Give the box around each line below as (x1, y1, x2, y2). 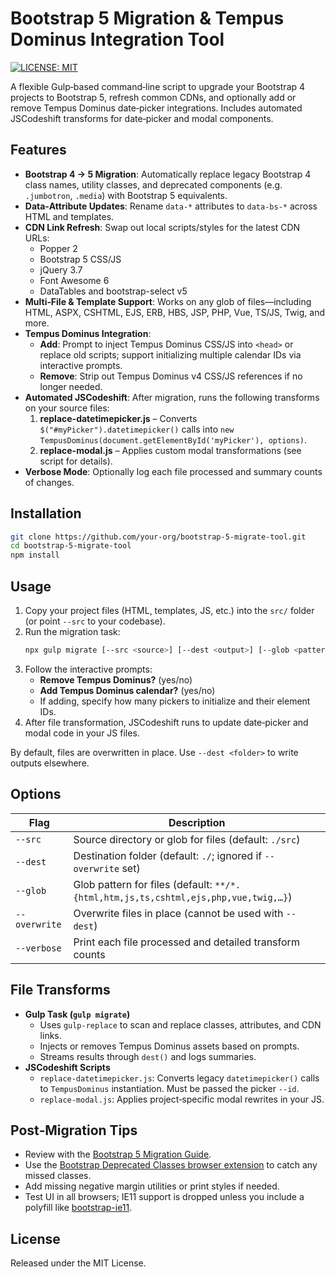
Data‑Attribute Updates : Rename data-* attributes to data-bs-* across (24, 200, 318, 212)
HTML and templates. (24, 210, 115, 222)
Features (10, 142, 67, 159)
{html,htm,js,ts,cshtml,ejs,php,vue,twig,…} (73, 892, 289, 903)
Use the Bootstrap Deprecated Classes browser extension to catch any (24, 1159, 318, 1171)
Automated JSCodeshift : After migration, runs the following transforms (24, 391, 320, 403)
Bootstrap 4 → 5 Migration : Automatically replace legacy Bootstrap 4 (24, 168, 312, 180)
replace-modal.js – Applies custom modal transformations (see (39, 444, 302, 456)
